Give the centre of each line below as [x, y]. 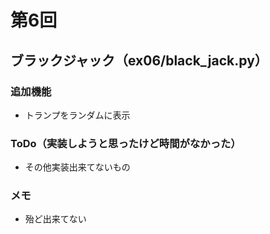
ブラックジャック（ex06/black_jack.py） [139, 60]
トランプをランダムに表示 [77, 115]
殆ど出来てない [55, 219]
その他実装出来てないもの [77, 167]
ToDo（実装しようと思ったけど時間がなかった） [126, 143]
